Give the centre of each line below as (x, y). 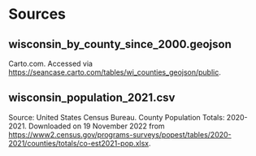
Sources (37, 14)
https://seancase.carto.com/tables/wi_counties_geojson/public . (115, 72)
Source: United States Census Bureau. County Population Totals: (117, 117)
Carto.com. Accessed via (51, 63)
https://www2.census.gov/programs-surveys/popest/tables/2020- (120, 134)
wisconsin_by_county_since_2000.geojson (120, 44)
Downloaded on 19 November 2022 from (96, 126)
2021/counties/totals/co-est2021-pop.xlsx (78, 143)
